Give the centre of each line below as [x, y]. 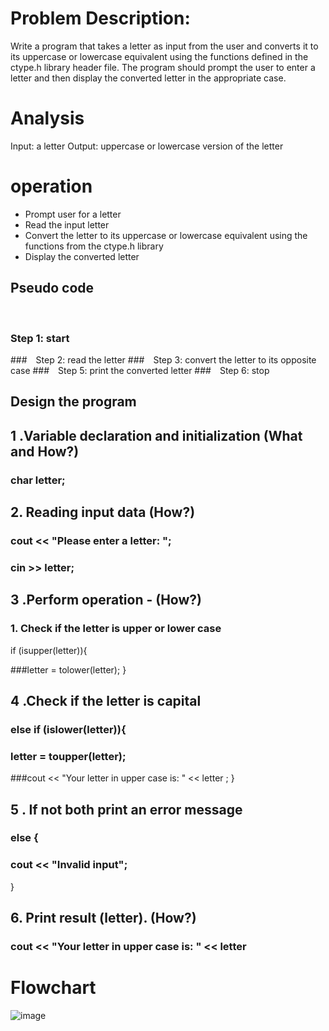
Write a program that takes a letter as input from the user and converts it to [164, 46]
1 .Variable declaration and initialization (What [156, 435]
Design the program [73, 402]
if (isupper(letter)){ [49, 650]
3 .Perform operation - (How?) [106, 600]
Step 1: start [40, 338]
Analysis [47, 118]
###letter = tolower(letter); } [68, 669]
